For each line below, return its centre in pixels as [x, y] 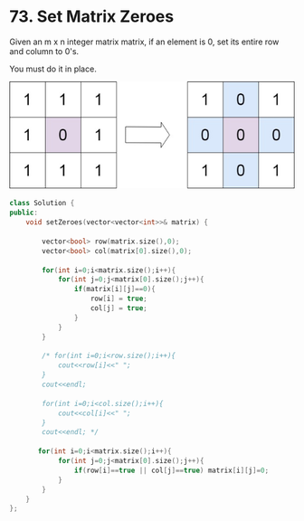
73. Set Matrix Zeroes [92, 17]
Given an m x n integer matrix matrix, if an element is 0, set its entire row [144, 42]
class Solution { [42, 204]
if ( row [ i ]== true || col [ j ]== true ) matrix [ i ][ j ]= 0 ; [171, 470]
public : [24, 213]
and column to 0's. [44, 51]
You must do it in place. [53, 69]
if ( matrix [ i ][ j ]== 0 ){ [114, 289]
